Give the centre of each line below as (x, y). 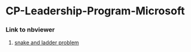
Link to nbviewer (30, 30)
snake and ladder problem (46, 42)
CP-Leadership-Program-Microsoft (95, 11)
